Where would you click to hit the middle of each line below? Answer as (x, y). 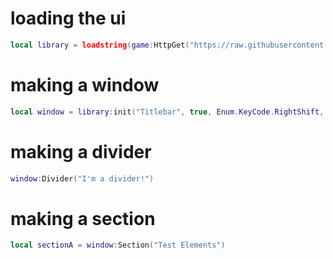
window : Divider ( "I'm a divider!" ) (82, 178)
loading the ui (68, 18)
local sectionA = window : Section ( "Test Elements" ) (118, 245)
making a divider (81, 151)
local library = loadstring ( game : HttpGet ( (100, 45)
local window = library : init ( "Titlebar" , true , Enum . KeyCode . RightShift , (167, 112)
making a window (85, 85)
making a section (83, 218)
